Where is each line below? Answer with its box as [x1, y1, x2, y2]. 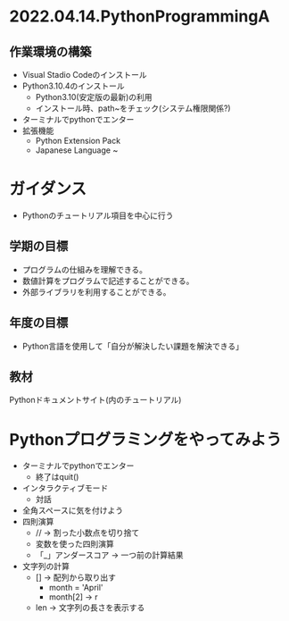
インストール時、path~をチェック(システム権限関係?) [35, 103, 231, 113]
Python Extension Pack [35, 136, 121, 146]
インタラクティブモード [21, 483, 109, 493]
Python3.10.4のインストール [21, 80, 125, 91]
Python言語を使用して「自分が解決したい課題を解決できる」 [21, 340, 244, 351]
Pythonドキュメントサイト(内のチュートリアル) [9, 395, 182, 406]
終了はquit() [35, 472, 79, 483]
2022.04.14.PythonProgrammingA [9, 6, 270, 27]
